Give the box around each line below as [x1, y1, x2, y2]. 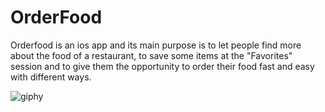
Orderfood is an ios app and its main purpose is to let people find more [10, 39, 302, 51]
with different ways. [10, 71, 92, 83]
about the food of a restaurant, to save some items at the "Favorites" [10, 49, 293, 61]
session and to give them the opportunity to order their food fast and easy [10, 60, 315, 72]
